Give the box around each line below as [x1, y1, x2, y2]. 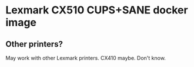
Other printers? [5, 39, 63, 49]
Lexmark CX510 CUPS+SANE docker [5, 3, 189, 17]
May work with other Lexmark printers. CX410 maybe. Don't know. [5, 55, 166, 61]
